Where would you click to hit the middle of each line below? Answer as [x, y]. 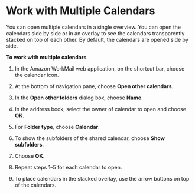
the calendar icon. [37, 75]
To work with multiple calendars [46, 57]
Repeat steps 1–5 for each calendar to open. [68, 167]
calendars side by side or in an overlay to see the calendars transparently [95, 33]
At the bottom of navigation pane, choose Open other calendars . [94, 86]
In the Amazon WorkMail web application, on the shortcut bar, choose [100, 68]
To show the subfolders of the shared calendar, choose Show [90, 138]
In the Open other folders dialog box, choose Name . [79, 98]
